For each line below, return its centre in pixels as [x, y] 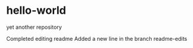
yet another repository [34, 27]
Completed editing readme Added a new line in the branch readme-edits [97, 38]
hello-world [36, 10]
